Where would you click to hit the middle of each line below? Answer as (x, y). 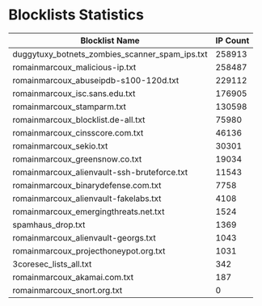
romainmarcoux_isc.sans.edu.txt (74, 93)
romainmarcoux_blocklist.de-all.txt (79, 119)
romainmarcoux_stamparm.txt (70, 107)
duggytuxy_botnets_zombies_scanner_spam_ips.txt (110, 54)
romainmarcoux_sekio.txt (60, 145)
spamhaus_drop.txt (49, 224)
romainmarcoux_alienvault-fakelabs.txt (87, 198)
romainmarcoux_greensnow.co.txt (77, 159)
